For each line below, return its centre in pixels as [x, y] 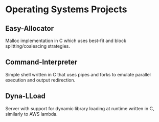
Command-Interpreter [41, 62]
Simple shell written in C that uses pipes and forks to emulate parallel [78, 74]
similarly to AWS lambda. [31, 114]
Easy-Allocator [30, 28]
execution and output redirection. [40, 80]
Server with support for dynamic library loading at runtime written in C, [80, 108]
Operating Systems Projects [66, 9]
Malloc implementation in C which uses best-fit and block [66, 40]
